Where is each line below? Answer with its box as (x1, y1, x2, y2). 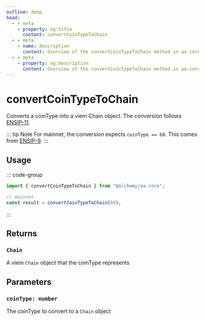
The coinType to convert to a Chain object (6, 308, 111, 315)
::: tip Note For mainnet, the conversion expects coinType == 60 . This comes (6, 131, 198, 138)
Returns (6, 229, 38, 239)
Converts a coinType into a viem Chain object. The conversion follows (6, 113, 182, 120)
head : (6, 15, 20, 21)
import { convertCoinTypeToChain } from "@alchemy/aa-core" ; (6, 183, 165, 190)
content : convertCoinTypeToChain (22, 32, 108, 38)
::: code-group (6, 171, 43, 179)
